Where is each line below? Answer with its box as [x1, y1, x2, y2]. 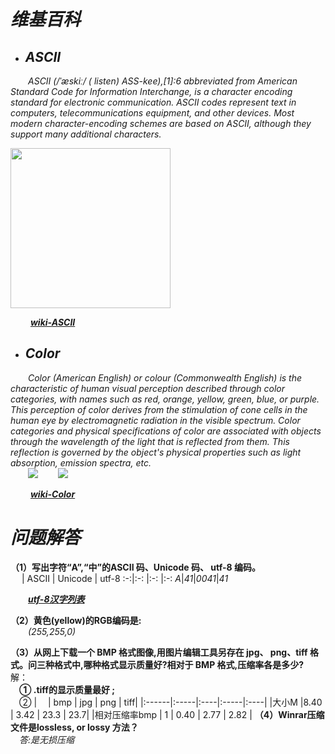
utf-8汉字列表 [28, 593, 85, 605]
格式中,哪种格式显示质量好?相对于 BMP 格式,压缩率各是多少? [53, 658, 305, 670]
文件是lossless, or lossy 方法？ [10, 721, 139, 733]
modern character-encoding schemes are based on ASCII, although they [10, 118, 312, 129]
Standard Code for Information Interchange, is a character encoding [10, 86, 293, 97]
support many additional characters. [10, 128, 162, 140]
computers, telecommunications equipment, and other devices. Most [10, 107, 295, 119]
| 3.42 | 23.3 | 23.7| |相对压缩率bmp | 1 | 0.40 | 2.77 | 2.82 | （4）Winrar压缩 [10, 708, 325, 720]
